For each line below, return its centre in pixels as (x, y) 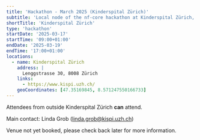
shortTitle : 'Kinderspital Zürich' (51, 23)
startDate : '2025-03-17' (37, 34)
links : (25, 79)
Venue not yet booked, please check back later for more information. (91, 130)
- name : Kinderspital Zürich (48, 62)
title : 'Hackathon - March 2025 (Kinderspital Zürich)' (77, 12)
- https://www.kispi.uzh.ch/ (59, 85)
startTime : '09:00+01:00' (38, 40)
